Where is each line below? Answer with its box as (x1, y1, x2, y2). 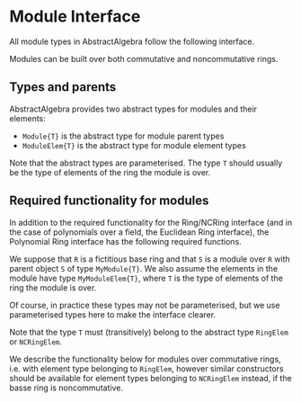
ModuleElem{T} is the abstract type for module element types (22, 139, 247, 150)
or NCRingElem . (9, 335, 63, 347)
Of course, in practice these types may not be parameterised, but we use (9, 299, 280, 310)
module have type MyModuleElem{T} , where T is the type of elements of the (9, 272, 283, 283)
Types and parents (9, 79, 117, 95)
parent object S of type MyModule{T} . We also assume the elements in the (9, 263, 279, 273)
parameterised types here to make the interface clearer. (9, 308, 217, 320)
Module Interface (9, 6, 141, 27)
